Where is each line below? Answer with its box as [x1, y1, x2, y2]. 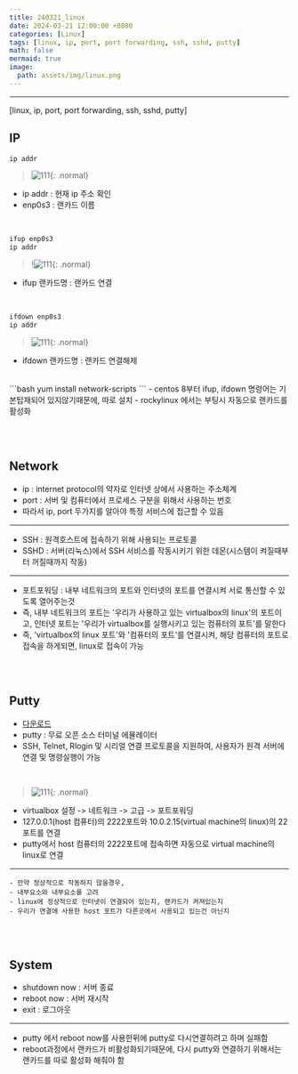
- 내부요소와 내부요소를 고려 [9, 887, 99, 897]
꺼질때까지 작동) [31, 556, 87, 567]
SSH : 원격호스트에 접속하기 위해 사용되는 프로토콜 [21, 534, 197, 545]
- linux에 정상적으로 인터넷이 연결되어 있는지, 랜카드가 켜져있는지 [9, 897, 224, 906]
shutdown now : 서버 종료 [21, 982, 114, 993]
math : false [9, 46, 53, 55]
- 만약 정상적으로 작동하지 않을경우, [9, 878, 125, 887]
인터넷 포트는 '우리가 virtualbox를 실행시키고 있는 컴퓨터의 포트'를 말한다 [34, 618, 286, 628]
